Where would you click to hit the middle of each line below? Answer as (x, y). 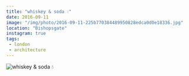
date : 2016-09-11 (27, 17)
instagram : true (26, 34)
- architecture (27, 50)
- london (19, 45)
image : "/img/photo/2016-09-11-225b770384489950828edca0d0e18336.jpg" (95, 22)
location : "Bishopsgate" (37, 28)
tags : (13, 39)
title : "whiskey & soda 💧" (39, 11)
